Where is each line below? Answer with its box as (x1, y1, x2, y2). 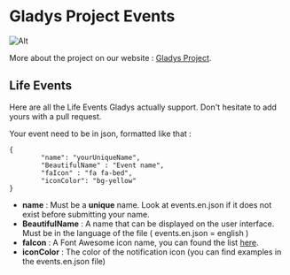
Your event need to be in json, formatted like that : (9, 128, 192, 139)
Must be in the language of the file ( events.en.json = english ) (21, 227, 249, 238)
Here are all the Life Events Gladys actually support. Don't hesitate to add (9, 102, 278, 112)
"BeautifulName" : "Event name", (41, 161, 165, 170)
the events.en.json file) (21, 256, 106, 266)
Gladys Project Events (9, 6, 176, 27)
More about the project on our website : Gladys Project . (9, 52, 212, 63)
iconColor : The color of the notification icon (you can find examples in (21, 246, 282, 257)
